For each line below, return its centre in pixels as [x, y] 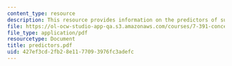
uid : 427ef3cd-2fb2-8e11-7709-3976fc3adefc [71, 52]
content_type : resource [41, 13]
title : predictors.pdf [40, 45]
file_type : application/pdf [48, 33]
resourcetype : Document [41, 39]
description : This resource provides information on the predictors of [112, 20]
